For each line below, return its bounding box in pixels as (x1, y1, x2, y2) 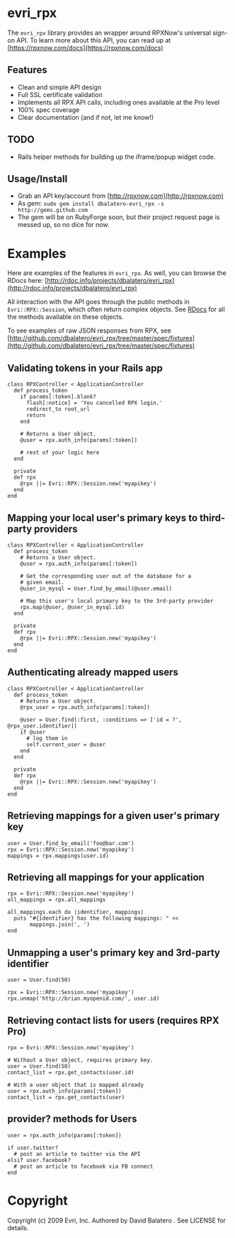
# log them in (25, 735, 69, 742)
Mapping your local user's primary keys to (7, 512, 198, 524)
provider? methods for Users (7, 1113, 137, 1125)
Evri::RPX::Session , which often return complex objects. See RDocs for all (7, 305, 225, 313)
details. (7, 1223, 29, 1232)
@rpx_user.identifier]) (7, 722, 78, 730)
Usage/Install (7, 172, 68, 185)
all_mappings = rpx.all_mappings (7, 896, 106, 903)
